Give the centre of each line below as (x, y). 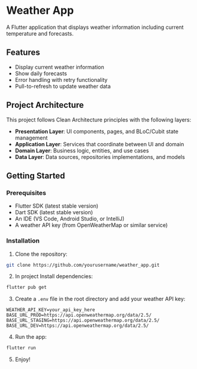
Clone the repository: (41, 254)
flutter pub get (26, 287)
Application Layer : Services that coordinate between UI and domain (99, 144)
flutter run (21, 348)
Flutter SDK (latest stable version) (56, 206)
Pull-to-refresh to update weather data (63, 86)
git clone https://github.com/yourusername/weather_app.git (83, 265)
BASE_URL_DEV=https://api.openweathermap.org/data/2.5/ (77, 326)
